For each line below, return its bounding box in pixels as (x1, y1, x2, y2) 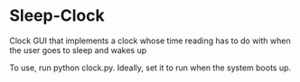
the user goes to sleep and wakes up (9, 44, 147, 55)
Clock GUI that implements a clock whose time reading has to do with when (9, 35, 291, 46)
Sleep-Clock (9, 5, 106, 26)
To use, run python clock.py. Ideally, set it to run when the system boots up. (9, 62, 292, 73)
